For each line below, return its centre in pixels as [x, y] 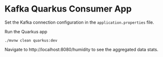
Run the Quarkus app [26, 31]
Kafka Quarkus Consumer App [68, 9]
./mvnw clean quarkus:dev [31, 40]
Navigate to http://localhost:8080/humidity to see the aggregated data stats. [81, 49]
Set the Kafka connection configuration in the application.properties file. [80, 22]
